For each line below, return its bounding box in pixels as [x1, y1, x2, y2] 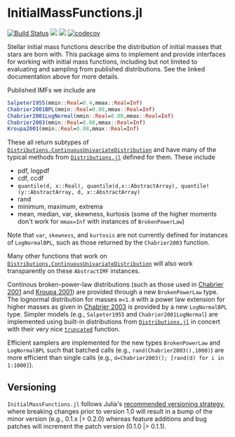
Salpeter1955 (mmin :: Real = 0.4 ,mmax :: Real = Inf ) [7, 99, 142, 106]
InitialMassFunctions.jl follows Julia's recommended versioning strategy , [7, 400, 225, 408]
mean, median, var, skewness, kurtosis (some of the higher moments [17, 210, 217, 218]
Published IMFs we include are [7, 85, 96, 94]
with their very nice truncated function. [7, 325, 121, 333]
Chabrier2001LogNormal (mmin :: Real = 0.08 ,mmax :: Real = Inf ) [7, 112, 174, 120]
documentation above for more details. [7, 72, 119, 81]
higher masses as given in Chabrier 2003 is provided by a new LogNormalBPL [7, 303, 228, 311]
